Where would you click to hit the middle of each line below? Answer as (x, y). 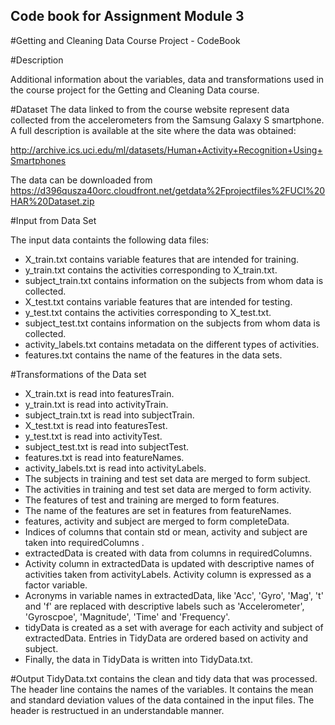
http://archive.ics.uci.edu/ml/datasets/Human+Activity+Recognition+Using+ (166, 150)
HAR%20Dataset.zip (52, 201)
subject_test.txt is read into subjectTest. (107, 446)
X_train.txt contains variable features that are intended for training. (162, 259)
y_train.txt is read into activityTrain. (96, 404)
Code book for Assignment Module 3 (127, 16)
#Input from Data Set (53, 220)
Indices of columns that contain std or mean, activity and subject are (166, 531)
